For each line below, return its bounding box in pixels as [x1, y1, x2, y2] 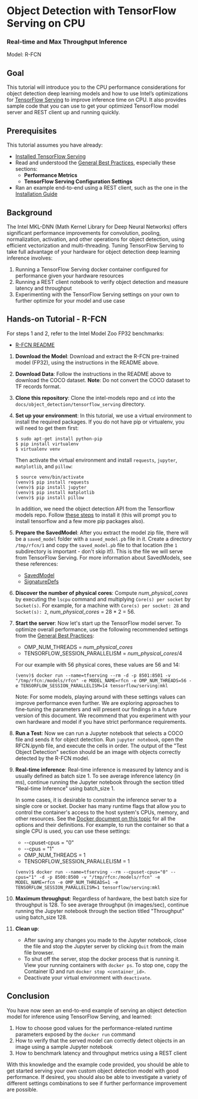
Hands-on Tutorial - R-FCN [6, 314, 108, 325]
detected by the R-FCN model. [15, 754, 90, 762]
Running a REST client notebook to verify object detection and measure [15, 278, 189, 285]
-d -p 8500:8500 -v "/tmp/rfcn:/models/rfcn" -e [39, 874, 160, 880]
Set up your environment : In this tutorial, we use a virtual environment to [15, 412, 192, 419]
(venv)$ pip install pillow [15, 495, 84, 501]
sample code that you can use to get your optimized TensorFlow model [6, 102, 179, 110]
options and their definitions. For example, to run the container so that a [15, 821, 189, 828]
